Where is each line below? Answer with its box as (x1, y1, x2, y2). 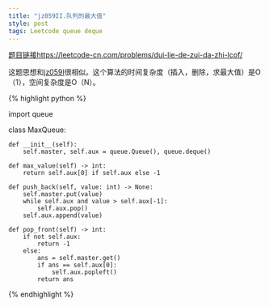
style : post (8, 19, 48, 28)
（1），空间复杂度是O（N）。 (8, 78, 100, 87)
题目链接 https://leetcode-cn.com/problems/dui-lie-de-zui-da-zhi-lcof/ (8, 50, 243, 60)
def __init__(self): (8, 141, 78, 149)
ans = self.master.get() (37, 254, 121, 262)
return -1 (37, 240, 70, 248)
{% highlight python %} (8, 94, 86, 104)
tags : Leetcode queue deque (8, 27, 103, 35)
